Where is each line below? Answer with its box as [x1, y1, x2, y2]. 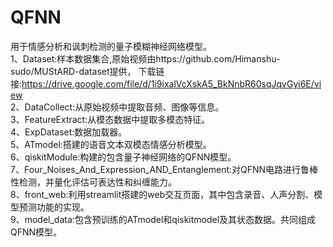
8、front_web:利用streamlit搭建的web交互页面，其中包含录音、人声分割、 [10, 188, 315, 200]
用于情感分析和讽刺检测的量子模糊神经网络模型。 [10, 40, 212, 52]
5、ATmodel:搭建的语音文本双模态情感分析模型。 [10, 138, 212, 150]
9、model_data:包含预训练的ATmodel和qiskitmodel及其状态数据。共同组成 [10, 213, 317, 225]
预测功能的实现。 [18, 201, 90, 213]
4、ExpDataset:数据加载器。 [10, 126, 128, 138]
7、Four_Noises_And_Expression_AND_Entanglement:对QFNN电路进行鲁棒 [10, 163, 319, 175]
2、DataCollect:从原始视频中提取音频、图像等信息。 [10, 101, 225, 113]
